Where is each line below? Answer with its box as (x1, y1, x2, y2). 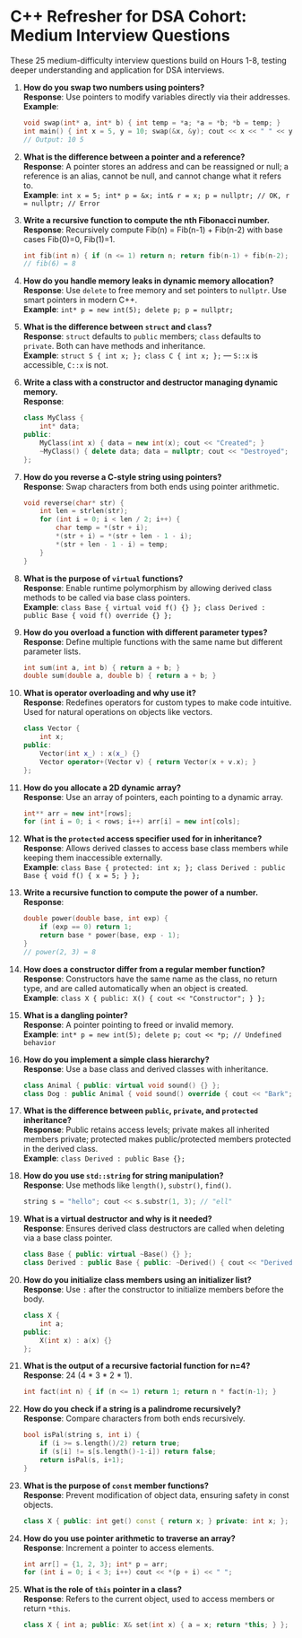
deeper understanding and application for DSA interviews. (10, 65, 225, 75)
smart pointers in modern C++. (22, 294, 138, 306)
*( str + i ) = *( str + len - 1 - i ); (56, 532, 193, 541)
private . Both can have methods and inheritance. (22, 341, 206, 352)
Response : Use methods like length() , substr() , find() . (22, 1180, 232, 1190)
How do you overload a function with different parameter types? (22, 626, 268, 638)
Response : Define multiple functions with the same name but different (22, 636, 283, 647)
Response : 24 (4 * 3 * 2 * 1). (22, 1370, 133, 1381)
